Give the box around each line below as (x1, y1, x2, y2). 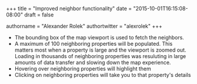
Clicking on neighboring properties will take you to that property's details (14, 72, 191, 78)
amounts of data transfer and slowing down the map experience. (14, 59, 171, 66)
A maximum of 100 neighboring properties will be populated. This (14, 41, 173, 47)
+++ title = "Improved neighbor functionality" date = (6, 5, 132, 12)
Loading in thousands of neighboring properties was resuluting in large (14, 53, 186, 59)
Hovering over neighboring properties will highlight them (14, 65, 151, 72)
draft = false (24, 11, 54, 18)
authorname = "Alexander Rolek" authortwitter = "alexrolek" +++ (6, 23, 162, 29)
